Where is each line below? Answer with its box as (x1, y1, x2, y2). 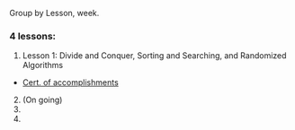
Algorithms (22, 60, 64, 71)
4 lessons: (9, 30, 57, 42)
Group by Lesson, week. (9, 8, 100, 18)
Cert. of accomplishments (22, 77, 119, 88)
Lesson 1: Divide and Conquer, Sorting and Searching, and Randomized (22, 50, 287, 61)
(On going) (22, 94, 63, 106)
